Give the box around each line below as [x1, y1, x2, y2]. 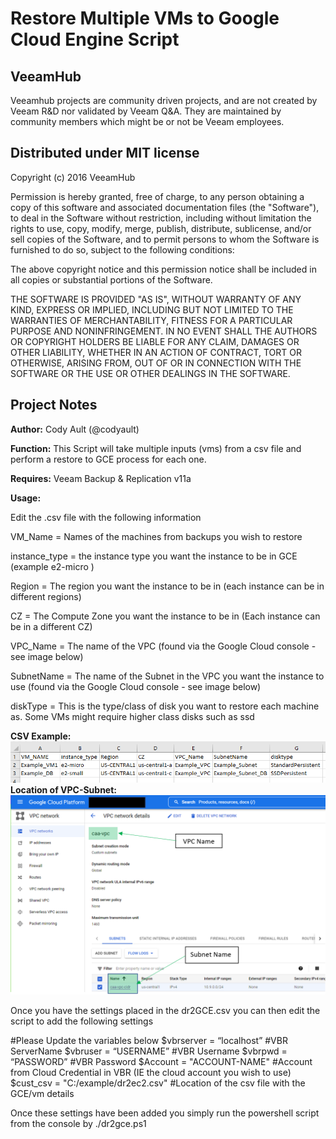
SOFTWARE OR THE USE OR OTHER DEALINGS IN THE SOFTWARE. [10, 367, 291, 379]
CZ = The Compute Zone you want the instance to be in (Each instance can [10, 610, 321, 622]
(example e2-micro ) [10, 560, 95, 572]
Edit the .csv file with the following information [10, 511, 202, 523]
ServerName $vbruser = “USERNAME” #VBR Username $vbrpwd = [10, 1045, 288, 1057]
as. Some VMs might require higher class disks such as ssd [10, 710, 255, 722]
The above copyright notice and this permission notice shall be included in [10, 263, 317, 275]
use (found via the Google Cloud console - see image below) [10, 680, 262, 692]
